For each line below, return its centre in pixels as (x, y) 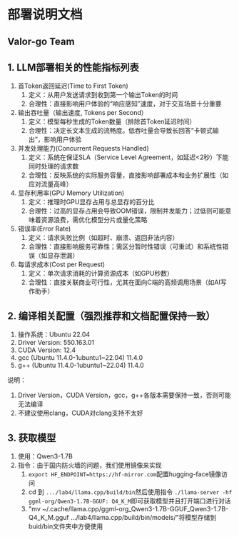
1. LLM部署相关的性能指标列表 (73, 67)
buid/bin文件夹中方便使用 (66, 526)
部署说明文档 (45, 15)
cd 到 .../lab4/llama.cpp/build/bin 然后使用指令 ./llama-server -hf (130, 492)
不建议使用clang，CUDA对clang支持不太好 (80, 413)
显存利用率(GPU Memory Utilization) (71, 193)
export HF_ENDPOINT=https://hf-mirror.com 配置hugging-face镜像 (125, 474)
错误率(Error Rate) (44, 229)
